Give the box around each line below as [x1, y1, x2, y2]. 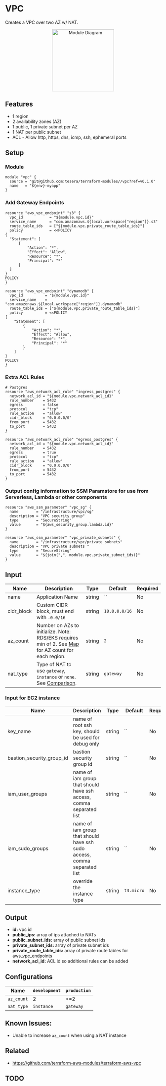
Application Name [36, 593, 78, 600]
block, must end [36, 608, 74, 615]
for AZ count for [36, 647, 74, 654]
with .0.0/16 [36, 614, 66, 621]
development [33, 988, 61, 994]
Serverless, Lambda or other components [5, 494, 107, 501]
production [65, 988, 91, 994]
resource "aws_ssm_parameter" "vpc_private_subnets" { [5, 535, 121, 540]
